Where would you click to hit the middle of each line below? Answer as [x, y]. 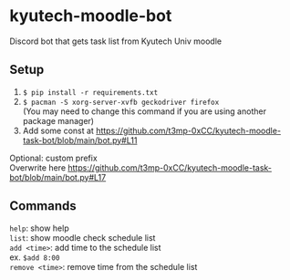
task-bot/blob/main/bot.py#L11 [80, 140]
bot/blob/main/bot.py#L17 [58, 177]
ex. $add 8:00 [35, 257]
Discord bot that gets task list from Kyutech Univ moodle [115, 41]
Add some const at [58, 130]
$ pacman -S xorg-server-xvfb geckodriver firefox [121, 102]
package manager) [58, 120]
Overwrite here [38, 167]
